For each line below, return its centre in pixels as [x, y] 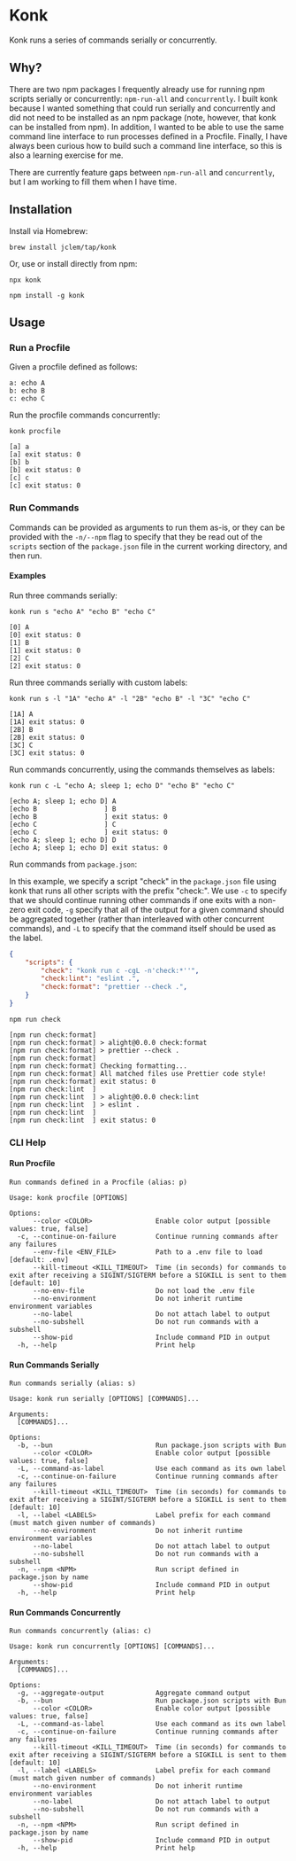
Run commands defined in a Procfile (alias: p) [99, 1182]
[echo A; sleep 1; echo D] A [63, 801]
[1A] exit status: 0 [47, 722]
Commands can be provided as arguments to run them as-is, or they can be [147, 527]
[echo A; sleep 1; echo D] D [63, 840]
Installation [41, 210]
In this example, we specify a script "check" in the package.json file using [143, 881]
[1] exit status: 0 [45, 650]
